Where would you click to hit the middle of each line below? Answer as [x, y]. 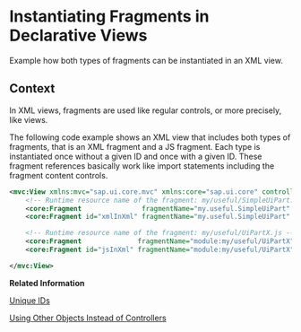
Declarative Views [78, 35]
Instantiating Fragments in [109, 17]
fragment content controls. [59, 175]
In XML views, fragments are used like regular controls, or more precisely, [146, 110]
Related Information [47, 283]
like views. [29, 119]
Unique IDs [30, 300]
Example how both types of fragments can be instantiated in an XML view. [146, 60]
